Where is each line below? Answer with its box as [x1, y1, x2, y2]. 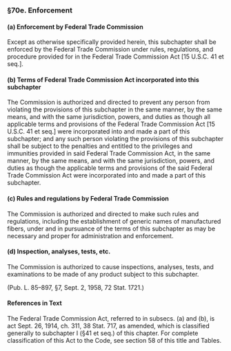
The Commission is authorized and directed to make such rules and [7, 209, 199, 218]
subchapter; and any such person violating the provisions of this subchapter [7, 135, 224, 143]
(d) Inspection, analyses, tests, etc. [7, 247, 111, 256]
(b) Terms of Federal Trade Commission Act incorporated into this [7, 75, 200, 84]
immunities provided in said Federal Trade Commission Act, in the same [7, 149, 211, 158]
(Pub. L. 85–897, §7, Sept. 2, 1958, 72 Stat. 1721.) [7, 283, 145, 291]
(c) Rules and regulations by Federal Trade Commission [7, 194, 169, 202]
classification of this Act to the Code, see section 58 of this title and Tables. [7, 336, 222, 344]
